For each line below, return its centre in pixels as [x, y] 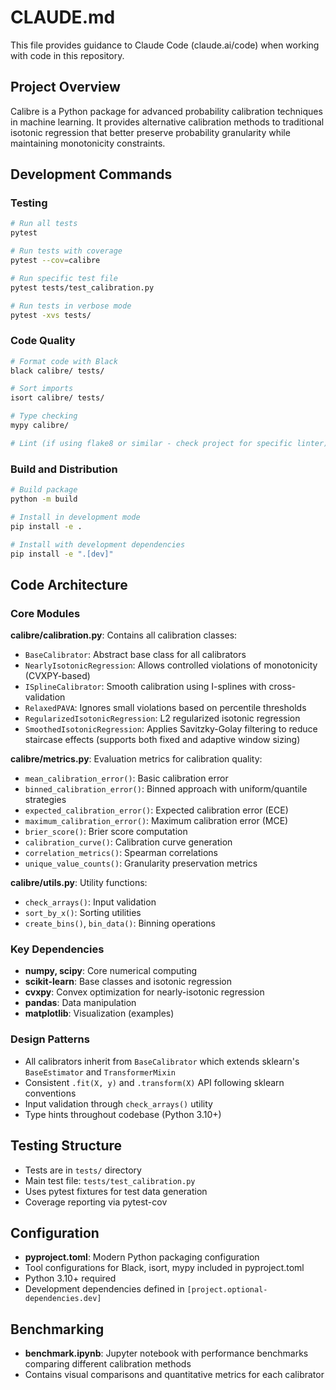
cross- [282, 687]
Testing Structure [66, 1146]
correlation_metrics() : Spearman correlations [121, 853]
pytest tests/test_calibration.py [82, 287]
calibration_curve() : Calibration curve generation [128, 842]
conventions [50, 1093]
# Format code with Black [64, 361]
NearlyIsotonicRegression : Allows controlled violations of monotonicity [171, 665]
